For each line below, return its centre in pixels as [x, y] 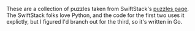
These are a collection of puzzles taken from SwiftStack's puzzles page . [97, 9]
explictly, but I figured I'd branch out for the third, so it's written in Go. [94, 22]
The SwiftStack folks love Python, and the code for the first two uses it [96, 15]
